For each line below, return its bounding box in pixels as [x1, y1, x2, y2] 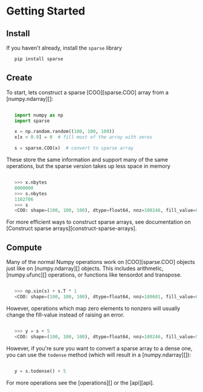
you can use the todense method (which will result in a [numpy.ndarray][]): [6, 351, 192, 358]
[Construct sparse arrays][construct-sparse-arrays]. [6, 225, 137, 232]
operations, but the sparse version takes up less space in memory [6, 162, 171, 170]
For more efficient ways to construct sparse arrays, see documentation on [6, 219, 192, 226]
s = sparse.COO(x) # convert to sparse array [14, 145, 134, 152]
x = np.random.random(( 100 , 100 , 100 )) [14, 129, 115, 135]
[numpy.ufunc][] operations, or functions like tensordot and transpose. [6, 271, 182, 278]
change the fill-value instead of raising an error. [6, 311, 125, 318]
